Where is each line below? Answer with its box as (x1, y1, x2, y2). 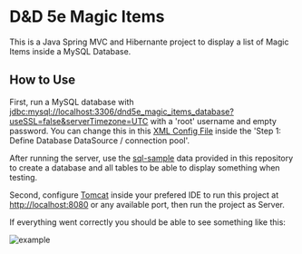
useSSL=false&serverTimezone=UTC (9, 115, 149, 126)
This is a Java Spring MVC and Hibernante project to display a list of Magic (9, 36, 289, 47)
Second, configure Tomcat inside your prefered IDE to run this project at (9, 189, 279, 200)
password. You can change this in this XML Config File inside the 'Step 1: (9, 125, 281, 136)
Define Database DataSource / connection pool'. (9, 134, 190, 146)
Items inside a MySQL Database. (9, 45, 132, 56)
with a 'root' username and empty (150, 115, 277, 126)
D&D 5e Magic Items (9, 6, 165, 27)
